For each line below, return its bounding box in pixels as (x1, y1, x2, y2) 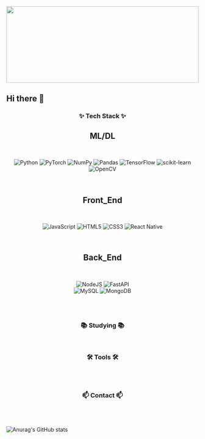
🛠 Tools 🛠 (86, 353, 119, 361)
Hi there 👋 (6, 94, 45, 104)
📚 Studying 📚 (80, 321, 125, 330)
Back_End (83, 253, 122, 263)
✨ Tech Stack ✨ (79, 112, 126, 120)
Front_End (82, 195, 123, 205)
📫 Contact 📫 (82, 391, 123, 400)
